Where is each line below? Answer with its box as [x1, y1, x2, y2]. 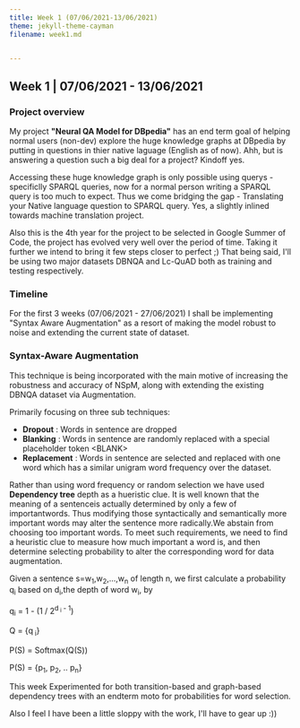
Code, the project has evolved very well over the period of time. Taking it [9, 237, 278, 247]
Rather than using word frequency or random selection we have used [9, 479, 265, 490]
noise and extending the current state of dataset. [9, 327, 190, 338]
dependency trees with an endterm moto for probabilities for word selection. [9, 691, 291, 702]
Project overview [9, 105, 85, 117]
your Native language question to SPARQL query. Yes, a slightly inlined [9, 201, 270, 212]
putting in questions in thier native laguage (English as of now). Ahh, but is [9, 145, 284, 156]
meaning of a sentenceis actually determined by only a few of [9, 498, 237, 509]
